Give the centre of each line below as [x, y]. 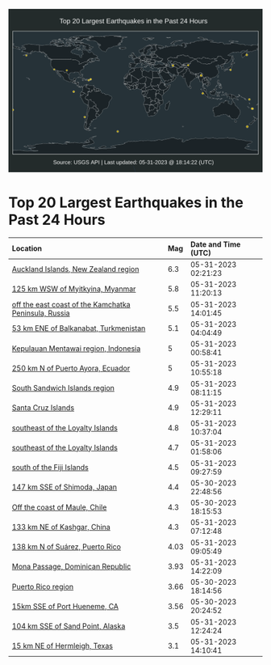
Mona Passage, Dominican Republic [71, 566]
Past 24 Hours [57, 220]
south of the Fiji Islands [50, 468]
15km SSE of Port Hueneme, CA [65, 606]
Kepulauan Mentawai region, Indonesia [76, 348]
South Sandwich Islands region [63, 388]
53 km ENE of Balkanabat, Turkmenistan [79, 328]
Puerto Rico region [43, 587]
